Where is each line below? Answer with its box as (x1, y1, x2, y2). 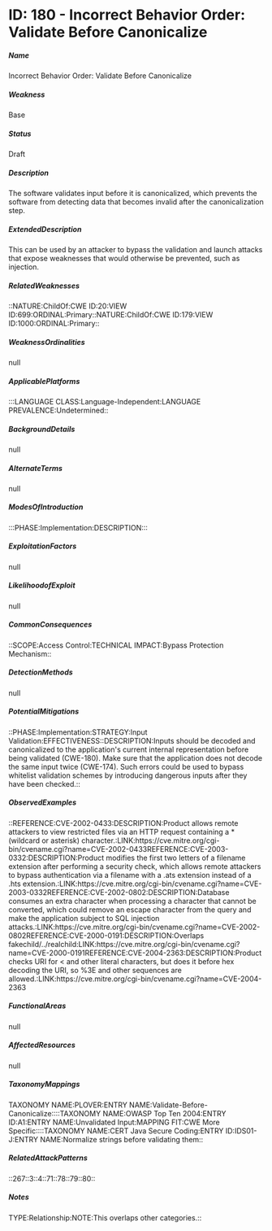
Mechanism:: (8, 648, 52, 658)
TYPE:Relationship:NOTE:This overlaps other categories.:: (8, 1212, 202, 1222)
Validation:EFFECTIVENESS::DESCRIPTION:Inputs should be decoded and (8, 736, 256, 745)
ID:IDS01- (225, 1125, 257, 1136)
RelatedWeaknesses (8, 281, 80, 290)
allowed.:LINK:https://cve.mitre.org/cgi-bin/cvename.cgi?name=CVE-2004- (8, 974, 262, 984)
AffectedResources (8, 1040, 76, 1050)
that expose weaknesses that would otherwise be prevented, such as (8, 254, 240, 264)
